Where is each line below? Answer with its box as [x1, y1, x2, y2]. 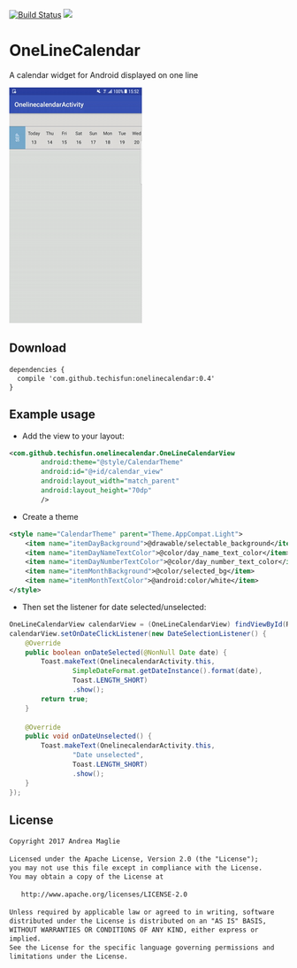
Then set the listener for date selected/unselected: [21, 601, 207, 612]
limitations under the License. [9, 952, 128, 961]
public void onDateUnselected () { [25, 732, 152, 741]
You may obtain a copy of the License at [9, 872, 164, 881]
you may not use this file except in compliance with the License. [9, 863, 263, 872]
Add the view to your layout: [21, 430, 126, 441]
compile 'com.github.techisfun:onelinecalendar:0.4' [17, 374, 216, 383]
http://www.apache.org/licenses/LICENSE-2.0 [20, 890, 188, 899]
